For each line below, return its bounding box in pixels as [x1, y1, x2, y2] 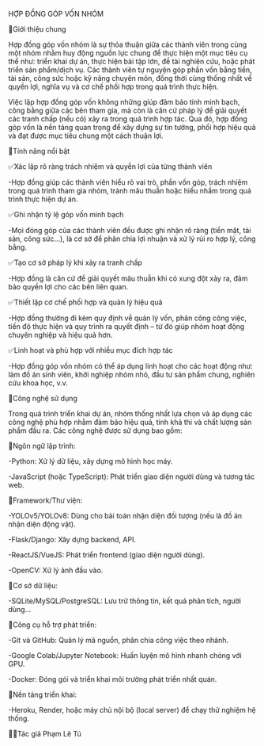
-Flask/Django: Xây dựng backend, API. [8, 535, 137, 544]
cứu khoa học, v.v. [8, 378, 69, 388]
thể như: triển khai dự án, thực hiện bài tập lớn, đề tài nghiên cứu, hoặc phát [8, 57, 255, 66]
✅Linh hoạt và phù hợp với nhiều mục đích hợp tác [8, 346, 174, 354]
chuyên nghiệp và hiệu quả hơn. [8, 331, 113, 339]
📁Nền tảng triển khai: [8, 690, 77, 699]
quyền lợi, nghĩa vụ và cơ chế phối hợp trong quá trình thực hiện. [8, 82, 219, 91]
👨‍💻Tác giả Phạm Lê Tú [8, 729, 81, 738]
